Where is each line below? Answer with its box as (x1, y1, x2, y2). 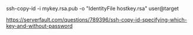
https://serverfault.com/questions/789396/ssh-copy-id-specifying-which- (6, 16, 187, 23)
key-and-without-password (6, 23, 73, 29)
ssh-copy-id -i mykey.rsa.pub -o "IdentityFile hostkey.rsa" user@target (6, 5, 179, 12)
